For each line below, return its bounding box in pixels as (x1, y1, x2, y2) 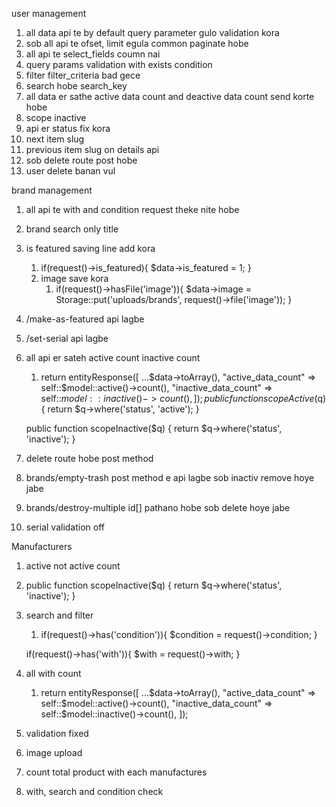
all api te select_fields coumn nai (25, 48, 161, 60)
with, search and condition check (25, 786, 164, 797)
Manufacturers (11, 541, 73, 552)
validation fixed (25, 728, 89, 739)
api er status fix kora (25, 123, 111, 134)
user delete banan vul (25, 165, 116, 177)
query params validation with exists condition (25, 59, 213, 70)
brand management (11, 184, 93, 196)
